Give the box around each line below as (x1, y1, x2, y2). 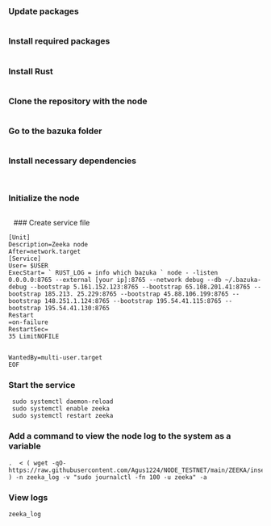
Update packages (8, 6, 79, 17)
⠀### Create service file (8, 218, 90, 228)
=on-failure (8, 318, 48, 326)
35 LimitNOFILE (8, 333, 60, 341)
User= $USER (8, 262, 48, 270)
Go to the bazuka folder (8, 125, 102, 137)
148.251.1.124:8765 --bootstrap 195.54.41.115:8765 (44, 297, 222, 305)
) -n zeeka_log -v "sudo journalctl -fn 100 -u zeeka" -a (8, 473, 207, 482)
